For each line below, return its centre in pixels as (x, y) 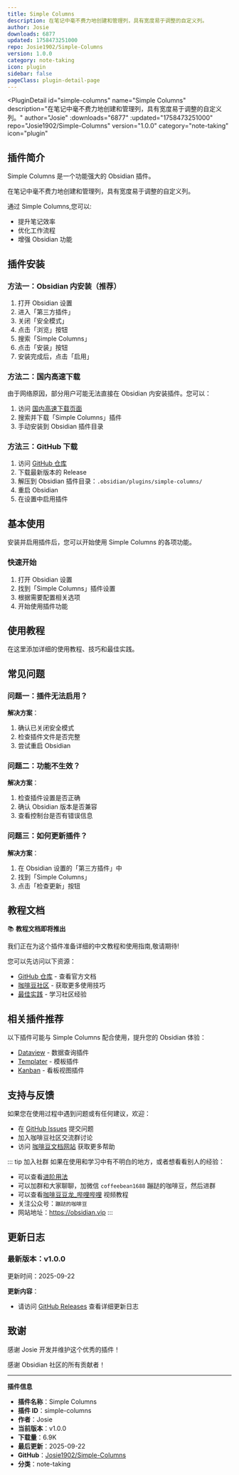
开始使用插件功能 (43, 606)
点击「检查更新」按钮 (49, 886)
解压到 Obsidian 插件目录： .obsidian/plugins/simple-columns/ (110, 481)
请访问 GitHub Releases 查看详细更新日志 (78, 1306)
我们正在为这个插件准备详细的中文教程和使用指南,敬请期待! (94, 946)
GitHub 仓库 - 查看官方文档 (57, 976)
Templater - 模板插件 (48, 1062)
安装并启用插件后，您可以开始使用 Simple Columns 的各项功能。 (101, 542)
